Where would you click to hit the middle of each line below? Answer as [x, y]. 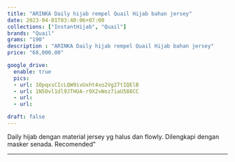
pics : [22, 78]
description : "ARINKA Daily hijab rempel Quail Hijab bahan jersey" [111, 46]
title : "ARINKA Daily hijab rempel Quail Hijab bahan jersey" [100, 14]
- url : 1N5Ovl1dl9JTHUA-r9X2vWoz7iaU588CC [76, 91]
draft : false [26, 117]
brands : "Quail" [31, 33]
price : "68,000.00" [36, 53]
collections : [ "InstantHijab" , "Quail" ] [67, 27]
